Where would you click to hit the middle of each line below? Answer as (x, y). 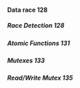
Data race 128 (27, 10)
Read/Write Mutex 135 (40, 78)
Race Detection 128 (36, 26)
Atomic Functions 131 (39, 43)
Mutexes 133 (26, 60)
